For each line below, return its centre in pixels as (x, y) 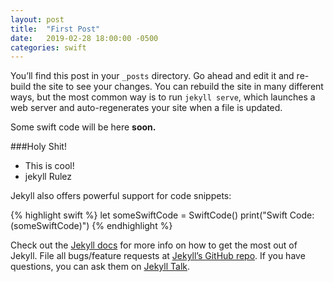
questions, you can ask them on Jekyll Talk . (100, 267)
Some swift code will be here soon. (83, 127)
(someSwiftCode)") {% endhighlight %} (91, 226)
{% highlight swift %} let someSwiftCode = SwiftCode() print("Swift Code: (162, 215)
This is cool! (49, 166)
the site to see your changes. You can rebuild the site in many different (178, 87)
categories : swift (48, 47)
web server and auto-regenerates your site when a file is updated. (146, 108)
